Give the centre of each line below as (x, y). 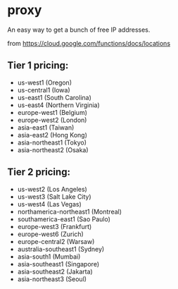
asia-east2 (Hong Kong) (52, 135)
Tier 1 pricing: (38, 66)
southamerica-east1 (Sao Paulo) (64, 219)
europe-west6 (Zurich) (51, 234)
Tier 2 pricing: (39, 172)
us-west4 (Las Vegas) (50, 204)
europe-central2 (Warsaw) (56, 241)
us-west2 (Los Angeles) (52, 189)
